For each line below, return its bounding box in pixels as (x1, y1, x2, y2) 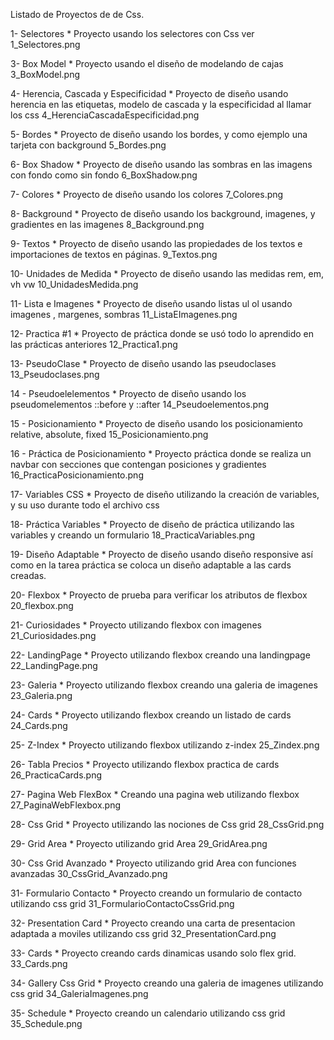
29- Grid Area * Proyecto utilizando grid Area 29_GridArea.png (10, 838, 268, 849)
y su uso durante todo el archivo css (10, 499, 160, 511)
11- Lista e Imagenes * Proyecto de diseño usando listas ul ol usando (10, 298, 293, 309)
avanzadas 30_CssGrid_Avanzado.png (10, 868, 168, 879)
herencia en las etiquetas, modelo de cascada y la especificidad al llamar (10, 99, 312, 110)
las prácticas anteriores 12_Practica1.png (10, 339, 178, 350)
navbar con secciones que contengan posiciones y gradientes (10, 459, 267, 470)
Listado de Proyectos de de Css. (10, 9, 145, 20)
